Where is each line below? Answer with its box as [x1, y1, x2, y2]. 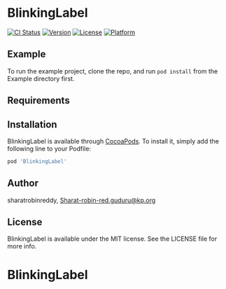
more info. [7, 242, 37, 251]
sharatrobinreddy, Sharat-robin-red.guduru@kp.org [7, 196, 156, 204]
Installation [7, 118, 57, 130]
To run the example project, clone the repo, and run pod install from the [7, 66, 218, 75]
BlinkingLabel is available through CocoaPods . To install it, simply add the [7, 136, 219, 145]
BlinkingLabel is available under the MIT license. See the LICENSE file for [7, 234, 218, 243]
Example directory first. [7, 74, 75, 83]
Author [7, 177, 38, 190]
